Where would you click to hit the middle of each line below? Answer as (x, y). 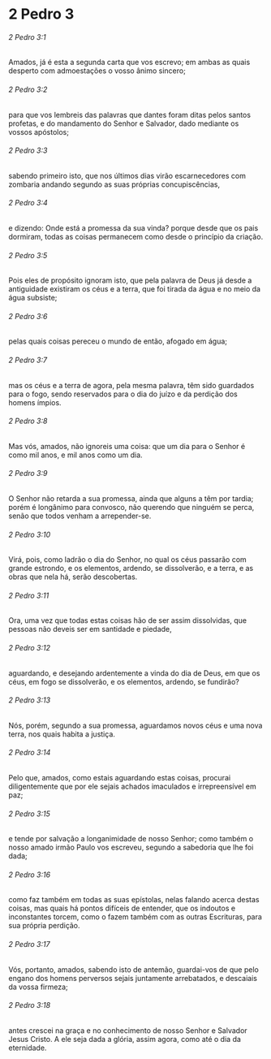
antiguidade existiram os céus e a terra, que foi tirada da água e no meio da (135, 289)
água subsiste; (33, 298)
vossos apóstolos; (39, 132)
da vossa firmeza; (39, 987)
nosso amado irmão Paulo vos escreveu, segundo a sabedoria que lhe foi (131, 847)
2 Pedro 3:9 (28, 473)
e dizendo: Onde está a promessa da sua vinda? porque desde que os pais (133, 228)
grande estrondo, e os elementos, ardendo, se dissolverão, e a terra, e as (131, 568)
